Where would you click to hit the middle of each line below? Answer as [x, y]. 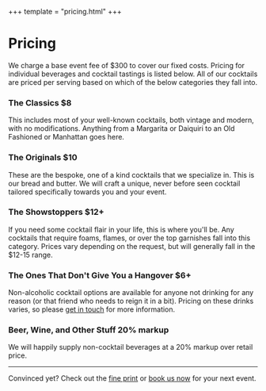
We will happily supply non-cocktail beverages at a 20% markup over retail [131, 347]
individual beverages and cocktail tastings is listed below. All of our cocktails [133, 74]
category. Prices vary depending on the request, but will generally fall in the [132, 246]
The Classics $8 [40, 102]
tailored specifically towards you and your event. [87, 192]
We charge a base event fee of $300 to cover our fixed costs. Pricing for [127, 65]
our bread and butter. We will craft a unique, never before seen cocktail [124, 183]
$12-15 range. [30, 255]
